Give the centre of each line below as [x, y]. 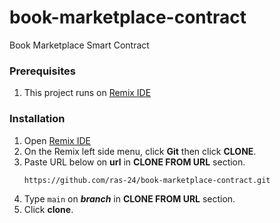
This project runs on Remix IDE [87, 93]
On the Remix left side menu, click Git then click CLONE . [140, 151]
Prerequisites [42, 71]
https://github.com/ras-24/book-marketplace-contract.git [147, 180]
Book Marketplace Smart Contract [79, 45]
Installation [37, 119]
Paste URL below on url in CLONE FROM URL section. [134, 162]
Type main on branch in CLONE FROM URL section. [129, 199]
